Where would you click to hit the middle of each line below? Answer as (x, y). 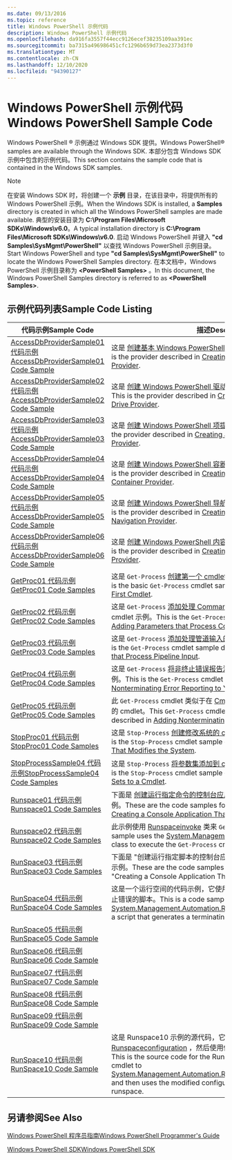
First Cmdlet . (132, 594)
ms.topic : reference (37, 20)
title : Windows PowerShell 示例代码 (58, 26)
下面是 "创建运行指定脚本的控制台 (166, 857)
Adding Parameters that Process (164, 626)
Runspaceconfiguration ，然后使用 (167, 1048)
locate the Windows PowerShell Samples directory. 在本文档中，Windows (112, 262)
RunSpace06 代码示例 (47, 951)
